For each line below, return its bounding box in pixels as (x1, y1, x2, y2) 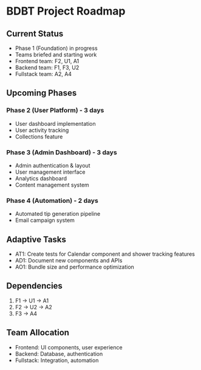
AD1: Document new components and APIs (15, 257, 123, 264)
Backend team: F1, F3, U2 (15, 64, 80, 71)
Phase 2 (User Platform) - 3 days (6, 106, 104, 115)
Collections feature (15, 132, 63, 140)
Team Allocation (6, 327, 70, 338)
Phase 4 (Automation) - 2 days (6, 196, 98, 205)
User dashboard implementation (15, 120, 96, 127)
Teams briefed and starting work (15, 51, 97, 58)
